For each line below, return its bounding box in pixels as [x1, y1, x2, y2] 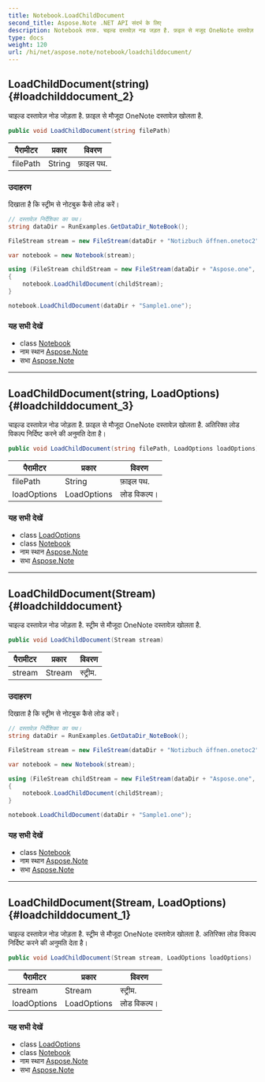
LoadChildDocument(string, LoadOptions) [8, 387, 220, 400]
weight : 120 [8, 41, 47, 49]
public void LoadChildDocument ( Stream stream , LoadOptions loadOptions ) [8, 954, 252, 962]
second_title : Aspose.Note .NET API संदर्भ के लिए [8, 19, 162, 27]
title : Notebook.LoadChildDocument [8, 11, 125, 20]
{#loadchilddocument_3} [8, 399, 134, 412]
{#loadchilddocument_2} [8, 90, 134, 104]
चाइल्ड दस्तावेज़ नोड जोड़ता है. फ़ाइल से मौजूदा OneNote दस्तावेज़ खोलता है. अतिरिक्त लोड [8, 420, 240, 429]
